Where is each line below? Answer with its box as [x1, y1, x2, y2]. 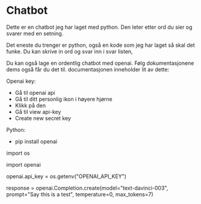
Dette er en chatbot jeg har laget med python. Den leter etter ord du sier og [6, 23, 193, 31]
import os [6, 149, 30, 157]
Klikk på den [14, 101, 46, 109]
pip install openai [14, 137, 58, 145]
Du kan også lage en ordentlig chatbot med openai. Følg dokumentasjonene [6, 59, 194, 67]
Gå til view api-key [14, 108, 61, 115]
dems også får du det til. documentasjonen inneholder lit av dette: [6, 65, 170, 73]
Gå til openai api [14, 89, 55, 96]
